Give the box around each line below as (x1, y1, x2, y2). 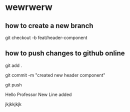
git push (5, 81, 22, 87)
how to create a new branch (5, 21, 93, 30)
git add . (5, 62, 22, 68)
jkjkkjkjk (5, 101, 21, 107)
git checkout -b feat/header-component (5, 34, 87, 40)
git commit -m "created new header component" (5, 72, 105, 78)
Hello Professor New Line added (5, 91, 72, 97)
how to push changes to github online (5, 49, 125, 57)
